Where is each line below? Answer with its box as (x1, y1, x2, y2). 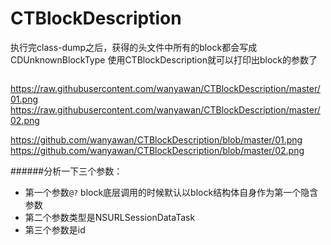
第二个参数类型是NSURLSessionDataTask (24, 211, 196, 223)
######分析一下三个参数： (10, 165, 123, 177)
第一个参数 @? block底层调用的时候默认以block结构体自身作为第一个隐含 (24, 186, 319, 198)
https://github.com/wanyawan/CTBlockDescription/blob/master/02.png (10, 144, 305, 156)
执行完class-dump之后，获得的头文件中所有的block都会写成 (10, 41, 258, 53)
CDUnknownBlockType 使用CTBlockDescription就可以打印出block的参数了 (10, 53, 318, 66)
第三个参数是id (24, 223, 86, 236)
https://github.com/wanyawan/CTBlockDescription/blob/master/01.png (10, 133, 303, 146)
